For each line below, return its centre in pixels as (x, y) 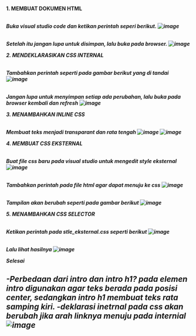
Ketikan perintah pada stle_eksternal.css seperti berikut (77, 232)
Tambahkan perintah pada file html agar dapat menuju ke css (83, 185)
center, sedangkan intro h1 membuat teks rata (92, 297)
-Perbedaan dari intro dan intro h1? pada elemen (97, 279)
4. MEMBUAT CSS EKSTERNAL (45, 143)
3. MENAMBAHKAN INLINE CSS (45, 114)
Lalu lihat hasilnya (29, 249)
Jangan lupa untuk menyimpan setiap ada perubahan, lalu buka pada (93, 97)
